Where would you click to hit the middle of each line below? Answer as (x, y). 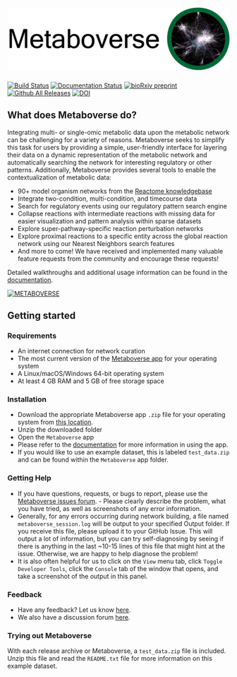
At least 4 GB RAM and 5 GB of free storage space (91, 381)
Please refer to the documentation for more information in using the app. (123, 445)
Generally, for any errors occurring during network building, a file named (123, 516)
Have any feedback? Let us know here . (74, 610)
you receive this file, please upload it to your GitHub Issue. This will (115, 531)
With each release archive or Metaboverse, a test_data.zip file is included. (117, 651)
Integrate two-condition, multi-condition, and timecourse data (107, 199)
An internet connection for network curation (81, 351)
